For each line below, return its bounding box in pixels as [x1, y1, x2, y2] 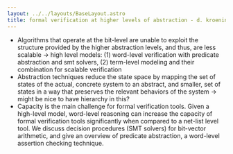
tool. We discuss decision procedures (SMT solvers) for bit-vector [17, 124, 207, 132]
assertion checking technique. [17, 139, 104, 147]
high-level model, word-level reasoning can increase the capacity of [17, 109, 213, 118]
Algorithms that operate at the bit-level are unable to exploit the [17, 35, 199, 44]
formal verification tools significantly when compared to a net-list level [17, 117, 219, 125]
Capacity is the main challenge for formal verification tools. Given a [17, 102, 209, 110]
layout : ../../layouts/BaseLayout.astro [7, 10, 126, 17]
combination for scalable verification [17, 65, 122, 74]
